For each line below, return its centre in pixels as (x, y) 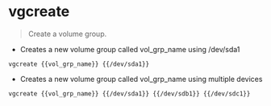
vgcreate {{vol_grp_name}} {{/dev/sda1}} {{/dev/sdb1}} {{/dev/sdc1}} (129, 94)
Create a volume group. (67, 34)
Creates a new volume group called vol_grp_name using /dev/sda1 (130, 49)
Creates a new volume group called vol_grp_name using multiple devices (141, 79)
